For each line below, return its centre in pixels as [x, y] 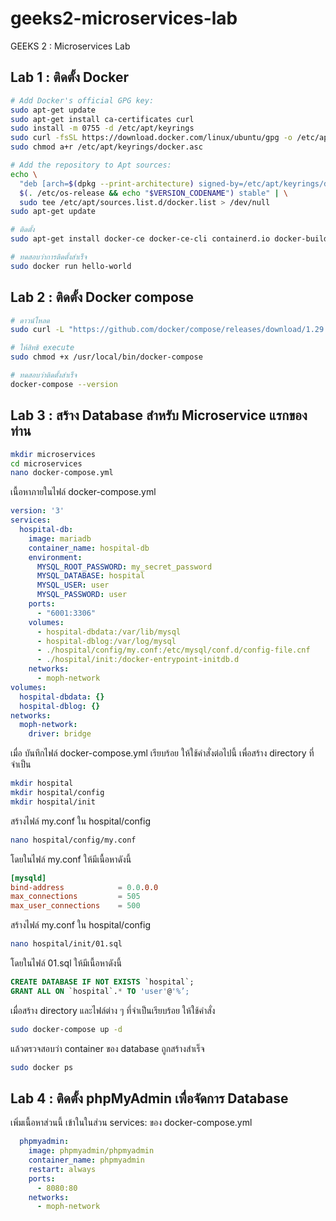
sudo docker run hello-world [71, 266]
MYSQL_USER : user [73, 585]
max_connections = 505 [75, 897]
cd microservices [46, 463]
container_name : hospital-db [89, 548]
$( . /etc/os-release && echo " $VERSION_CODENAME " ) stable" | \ [154, 193]
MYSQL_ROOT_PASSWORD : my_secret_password [124, 567]
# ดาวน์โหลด [30, 320]
